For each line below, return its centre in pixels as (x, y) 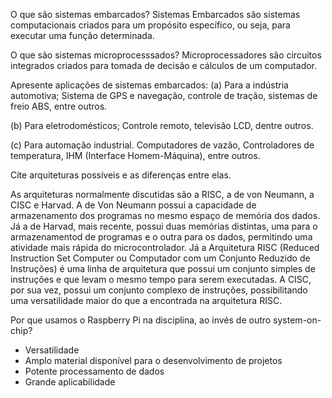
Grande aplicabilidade (70, 382)
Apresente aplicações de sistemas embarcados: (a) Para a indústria (149, 85)
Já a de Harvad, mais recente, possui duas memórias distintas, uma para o (164, 226)
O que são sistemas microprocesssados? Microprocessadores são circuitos (166, 55)
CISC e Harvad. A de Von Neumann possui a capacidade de (133, 205)
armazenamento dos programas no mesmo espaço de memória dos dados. (165, 215)
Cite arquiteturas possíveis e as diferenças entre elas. (121, 175)
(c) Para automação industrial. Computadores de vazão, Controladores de (162, 145)
